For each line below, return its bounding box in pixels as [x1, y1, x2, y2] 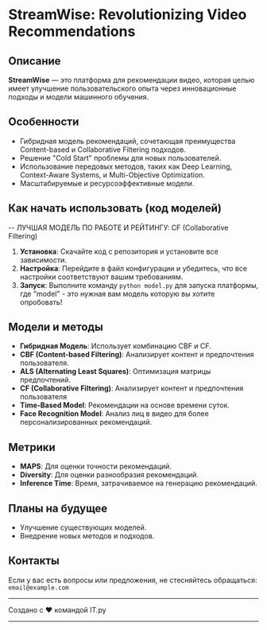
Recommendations [8, 22, 136, 41]
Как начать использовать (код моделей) [8, 201, 222, 216]
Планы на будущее [8, 501, 108, 515]
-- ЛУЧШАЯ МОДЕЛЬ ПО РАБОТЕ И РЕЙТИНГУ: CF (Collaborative [8, 223, 229, 232]
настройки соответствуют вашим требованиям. [19, 272, 184, 282]
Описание [8, 54, 61, 68]
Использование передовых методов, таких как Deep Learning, [19, 161, 233, 171]
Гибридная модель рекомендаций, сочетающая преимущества [19, 136, 236, 146]
